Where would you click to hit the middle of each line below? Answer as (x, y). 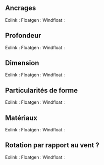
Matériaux (21, 118)
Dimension (22, 63)
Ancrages (21, 8)
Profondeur (23, 36)
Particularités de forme (42, 90)
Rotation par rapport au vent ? (52, 145)
